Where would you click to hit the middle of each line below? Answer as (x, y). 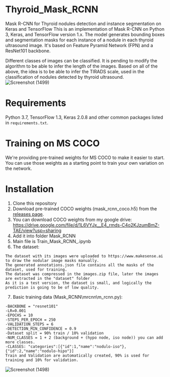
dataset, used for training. (36, 270)
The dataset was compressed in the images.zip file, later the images (82, 274)
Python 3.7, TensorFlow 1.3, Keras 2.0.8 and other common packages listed (84, 117)
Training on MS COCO (53, 143)
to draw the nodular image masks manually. (52, 260)
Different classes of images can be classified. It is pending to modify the (81, 60)
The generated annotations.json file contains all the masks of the (80, 265)
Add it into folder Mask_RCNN (44, 236)
